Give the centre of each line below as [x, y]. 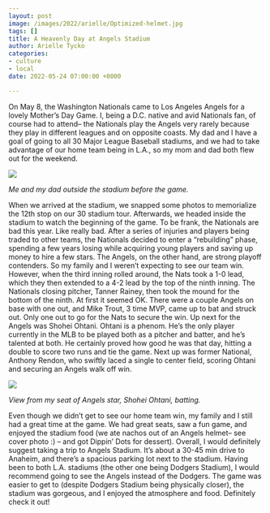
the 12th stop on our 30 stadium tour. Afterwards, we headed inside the [127, 213]
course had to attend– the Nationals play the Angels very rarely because [129, 123]
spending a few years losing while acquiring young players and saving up [131, 248]
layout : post [30, 16]
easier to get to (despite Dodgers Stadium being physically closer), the [126, 485]
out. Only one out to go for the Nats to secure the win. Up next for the [124, 317]
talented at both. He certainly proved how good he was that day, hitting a [130, 343]
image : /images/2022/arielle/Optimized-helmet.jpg [96, 24]
